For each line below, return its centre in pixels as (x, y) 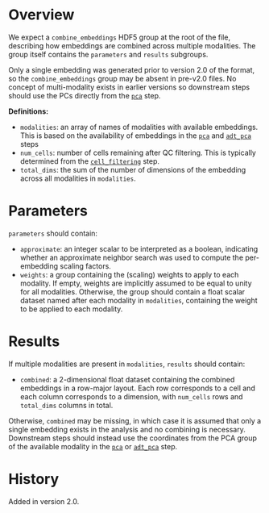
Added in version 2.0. (44, 501)
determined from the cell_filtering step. (89, 161)
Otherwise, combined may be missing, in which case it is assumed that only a (135, 420)
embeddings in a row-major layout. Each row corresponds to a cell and (137, 388)
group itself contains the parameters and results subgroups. (108, 54)
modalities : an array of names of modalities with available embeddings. (139, 127)
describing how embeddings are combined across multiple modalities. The (132, 45)
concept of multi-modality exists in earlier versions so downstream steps (129, 87)
